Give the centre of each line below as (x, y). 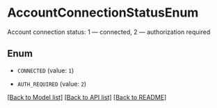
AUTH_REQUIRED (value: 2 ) (52, 84)
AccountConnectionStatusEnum (103, 13)
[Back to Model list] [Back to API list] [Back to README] (87, 97)
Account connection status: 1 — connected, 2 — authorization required (109, 32)
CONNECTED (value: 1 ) (46, 70)
